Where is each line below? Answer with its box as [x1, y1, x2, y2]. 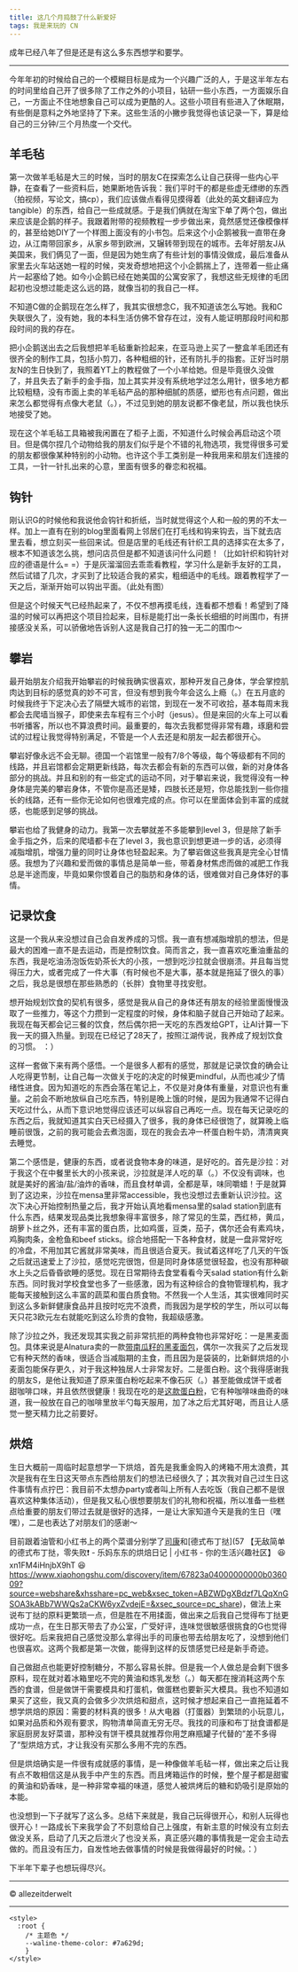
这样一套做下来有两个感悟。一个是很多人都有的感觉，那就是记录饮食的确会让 [9, 1060, 289, 1070]
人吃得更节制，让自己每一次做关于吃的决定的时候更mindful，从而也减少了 [9, 1070, 278, 1082]
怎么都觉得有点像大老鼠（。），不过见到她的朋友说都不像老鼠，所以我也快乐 [16, 398, 289, 409]
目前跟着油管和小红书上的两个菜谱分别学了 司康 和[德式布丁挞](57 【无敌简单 [9, 1536, 286, 1546]
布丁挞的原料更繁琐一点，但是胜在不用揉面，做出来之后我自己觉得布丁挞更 [16, 1609, 289, 1620]
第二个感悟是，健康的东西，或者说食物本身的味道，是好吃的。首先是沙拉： [9, 1156, 281, 1167]
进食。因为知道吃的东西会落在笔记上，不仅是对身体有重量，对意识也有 [24, 1082, 281, 1092]
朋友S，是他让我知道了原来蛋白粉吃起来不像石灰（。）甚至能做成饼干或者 [16, 1374, 282, 1385]
